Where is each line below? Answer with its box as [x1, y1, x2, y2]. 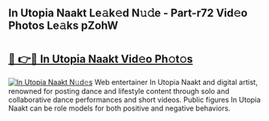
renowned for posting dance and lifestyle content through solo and [8, 87, 230, 95]
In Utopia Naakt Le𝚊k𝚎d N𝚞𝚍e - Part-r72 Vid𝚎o [8, 6, 248, 20]
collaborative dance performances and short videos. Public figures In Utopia [8, 95, 261, 104]
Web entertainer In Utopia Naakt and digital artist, [94, 78, 259, 87]
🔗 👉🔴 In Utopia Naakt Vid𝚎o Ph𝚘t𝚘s [8, 52, 194, 66]
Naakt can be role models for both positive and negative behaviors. [8, 103, 231, 113]
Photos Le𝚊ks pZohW [8, 19, 119, 33]
